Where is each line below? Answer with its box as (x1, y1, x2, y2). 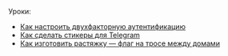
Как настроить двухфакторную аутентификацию (19, 22, 186, 31)
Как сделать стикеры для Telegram (19, 31, 140, 39)
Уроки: (8, 7, 32, 16)
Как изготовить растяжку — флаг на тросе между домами (19, 39, 220, 48)
